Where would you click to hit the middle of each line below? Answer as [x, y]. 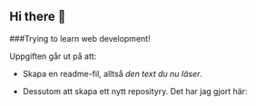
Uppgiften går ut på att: [53, 56]
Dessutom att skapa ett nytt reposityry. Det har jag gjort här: [135, 91]
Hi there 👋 [38, 17]
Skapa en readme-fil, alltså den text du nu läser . [112, 73]
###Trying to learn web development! [80, 38]
